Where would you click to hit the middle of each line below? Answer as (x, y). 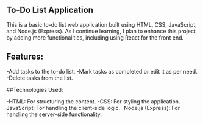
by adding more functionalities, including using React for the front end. (95, 37)
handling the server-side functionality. (54, 114)
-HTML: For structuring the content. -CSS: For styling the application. (93, 101)
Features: (25, 57)
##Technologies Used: (35, 89)
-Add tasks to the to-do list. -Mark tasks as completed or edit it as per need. (102, 71)
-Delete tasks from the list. (40, 78)
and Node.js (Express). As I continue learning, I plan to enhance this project (101, 31)
